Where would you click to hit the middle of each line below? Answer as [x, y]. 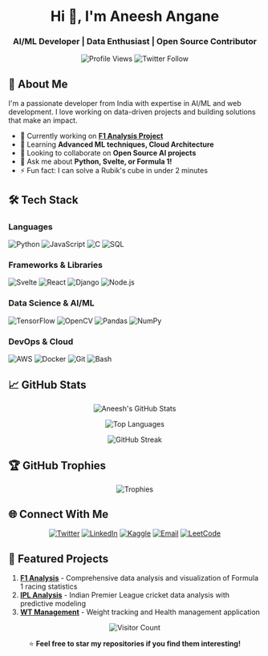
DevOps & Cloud [41, 342]
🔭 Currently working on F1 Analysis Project [91, 136]
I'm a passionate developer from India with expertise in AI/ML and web [125, 103]
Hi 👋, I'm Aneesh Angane [135, 16]
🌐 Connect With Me [59, 514]
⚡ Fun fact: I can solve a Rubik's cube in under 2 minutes [114, 171]
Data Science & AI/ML [51, 303]
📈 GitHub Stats [47, 385]
